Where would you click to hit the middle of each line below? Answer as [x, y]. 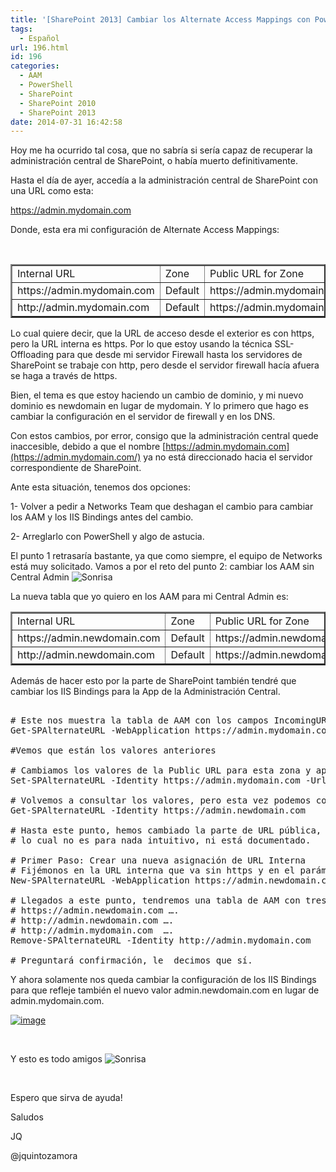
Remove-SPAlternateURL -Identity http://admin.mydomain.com [161, 940]
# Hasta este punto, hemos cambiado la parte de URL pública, [166, 830]
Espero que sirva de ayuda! [66, 1098]
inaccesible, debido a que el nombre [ [88, 447]
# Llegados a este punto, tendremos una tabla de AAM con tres [168, 900]
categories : [35, 66]
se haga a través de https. [64, 376]
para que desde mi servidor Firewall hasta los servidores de [179, 355]
